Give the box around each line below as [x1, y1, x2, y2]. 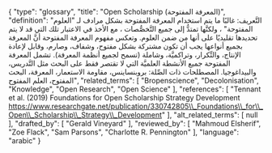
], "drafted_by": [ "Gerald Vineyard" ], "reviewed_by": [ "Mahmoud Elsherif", [8, 119, 261, 128]
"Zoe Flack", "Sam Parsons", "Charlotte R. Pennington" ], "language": [8, 127, 240, 137]
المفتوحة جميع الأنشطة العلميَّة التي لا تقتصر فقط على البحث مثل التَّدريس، [8, 58, 231, 68]
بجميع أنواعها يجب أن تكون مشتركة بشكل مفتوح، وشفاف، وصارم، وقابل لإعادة [8, 41, 243, 51]
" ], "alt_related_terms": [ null [161, 110, 258, 120]
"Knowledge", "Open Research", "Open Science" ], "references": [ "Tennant [8, 84, 261, 94]
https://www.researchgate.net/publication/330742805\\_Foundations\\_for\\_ [8, 101, 264, 111]
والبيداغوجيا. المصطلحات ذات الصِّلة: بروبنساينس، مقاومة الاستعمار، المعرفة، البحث [8, 67, 257, 76]
